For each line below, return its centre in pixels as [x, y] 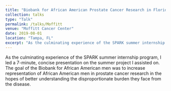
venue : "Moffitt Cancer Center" [39, 29]
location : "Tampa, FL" [29, 38]
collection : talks [25, 15]
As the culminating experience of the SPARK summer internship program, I [83, 57]
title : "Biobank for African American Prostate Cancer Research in [78, 10]
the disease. [18, 84]
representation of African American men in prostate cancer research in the [83, 73]
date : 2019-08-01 [24, 33]
